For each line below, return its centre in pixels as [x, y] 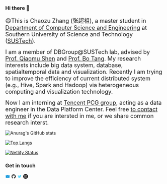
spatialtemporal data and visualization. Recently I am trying [84, 72]
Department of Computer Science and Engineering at [76, 28]
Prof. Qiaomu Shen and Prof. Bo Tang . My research [73, 59]
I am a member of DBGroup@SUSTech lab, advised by [77, 52]
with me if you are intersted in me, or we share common [79, 116]
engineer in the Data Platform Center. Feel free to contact [81, 109]
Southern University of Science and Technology [69, 35]
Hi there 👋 [18, 8]
